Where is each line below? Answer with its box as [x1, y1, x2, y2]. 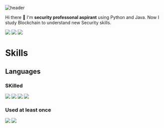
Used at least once [5, 106, 51, 113]
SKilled [5, 82, 23, 89]
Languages [5, 67, 41, 76]
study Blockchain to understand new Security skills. [5, 20, 111, 25]
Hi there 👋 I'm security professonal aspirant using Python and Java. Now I [5, 14, 160, 20]
